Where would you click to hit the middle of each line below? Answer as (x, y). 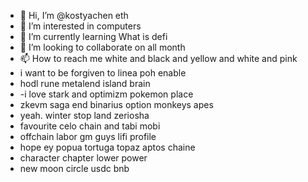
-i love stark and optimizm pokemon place (106, 94)
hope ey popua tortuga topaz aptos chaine (107, 147)
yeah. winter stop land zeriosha (84, 115)
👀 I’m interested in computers (80, 26)
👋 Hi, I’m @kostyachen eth (74, 15)
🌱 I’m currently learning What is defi (93, 36)
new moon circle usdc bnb (74, 168)
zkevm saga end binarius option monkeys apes (116, 104)
